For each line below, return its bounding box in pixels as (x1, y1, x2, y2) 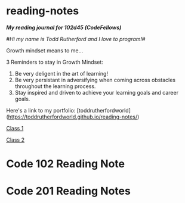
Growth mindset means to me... (6, 46, 84, 54)
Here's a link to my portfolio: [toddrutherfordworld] (6, 107, 131, 114)
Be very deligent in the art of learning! (14, 70, 109, 77)
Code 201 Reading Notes (6, 185, 131, 198)
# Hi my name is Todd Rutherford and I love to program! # (6, 35, 146, 42)
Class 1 (6, 124, 24, 132)
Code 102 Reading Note (6, 157, 125, 171)
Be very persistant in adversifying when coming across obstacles (14, 76, 176, 83)
